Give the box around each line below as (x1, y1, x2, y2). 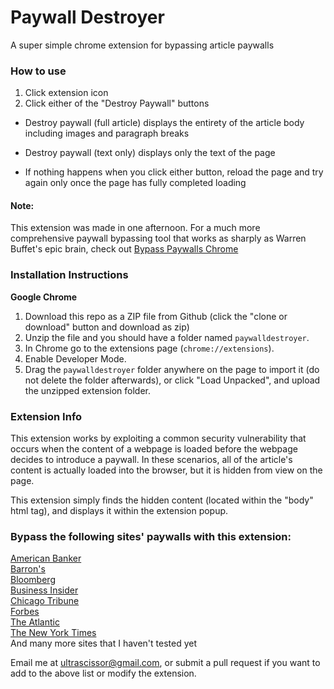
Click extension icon (24, 87, 109, 99)
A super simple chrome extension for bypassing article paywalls (10, 39, 275, 51)
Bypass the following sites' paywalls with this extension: (10, 529, 292, 543)
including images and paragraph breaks (24, 127, 190, 140)
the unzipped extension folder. (24, 384, 151, 396)
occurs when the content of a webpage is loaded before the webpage (10, 443, 298, 455)
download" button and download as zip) (24, 321, 190, 333)
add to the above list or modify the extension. (10, 667, 197, 680)
